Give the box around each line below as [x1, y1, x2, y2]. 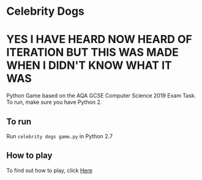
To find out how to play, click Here [6, 166, 93, 174]
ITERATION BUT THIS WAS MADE [6, 45, 179, 60]
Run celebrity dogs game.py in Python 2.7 [6, 132, 113, 139]
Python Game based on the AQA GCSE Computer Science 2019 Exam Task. [6, 92, 196, 100]
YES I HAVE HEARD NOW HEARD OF [6, 33, 193, 47]
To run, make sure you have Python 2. [6, 98, 102, 106]
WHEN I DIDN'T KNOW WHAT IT [6, 58, 173, 72]
